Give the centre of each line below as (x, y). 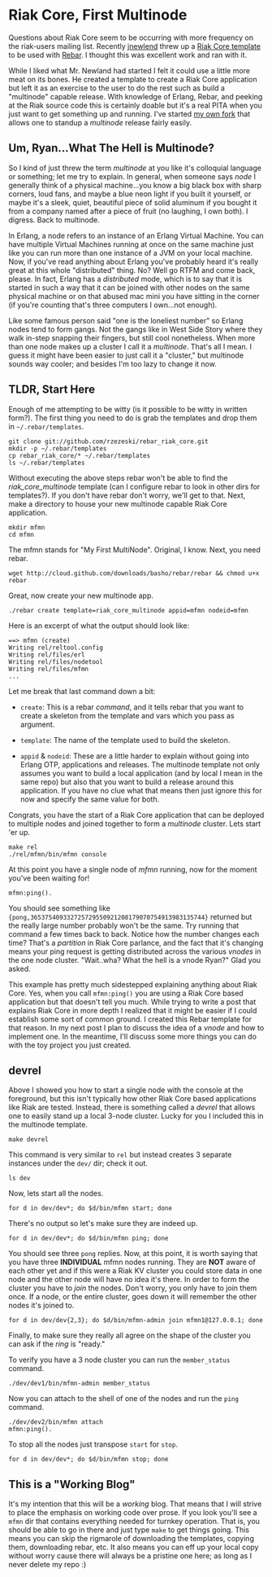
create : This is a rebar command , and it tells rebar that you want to (132, 707)
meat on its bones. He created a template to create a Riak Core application (133, 79)
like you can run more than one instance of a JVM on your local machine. (131, 253)
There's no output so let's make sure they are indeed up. (103, 1223)
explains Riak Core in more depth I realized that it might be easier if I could (133, 1010)
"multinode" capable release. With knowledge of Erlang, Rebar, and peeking (136, 96)
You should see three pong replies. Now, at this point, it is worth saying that (133, 1254)
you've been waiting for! (49, 878)
